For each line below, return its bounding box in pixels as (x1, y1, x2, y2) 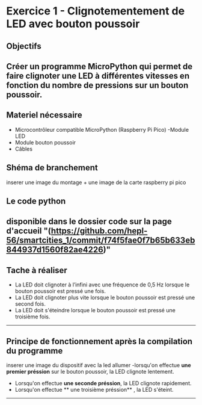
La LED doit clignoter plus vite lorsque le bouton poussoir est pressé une (14, 294, 195, 301)
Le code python (6, 196, 66, 206)
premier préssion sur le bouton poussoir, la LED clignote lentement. (6, 368, 174, 375)
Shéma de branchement (6, 162, 98, 173)
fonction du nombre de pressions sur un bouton (6, 80, 189, 90)
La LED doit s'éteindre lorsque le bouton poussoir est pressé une (14, 307, 176, 314)
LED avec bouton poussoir (6, 17, 140, 31)
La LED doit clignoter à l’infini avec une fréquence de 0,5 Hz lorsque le (14, 281, 190, 288)
